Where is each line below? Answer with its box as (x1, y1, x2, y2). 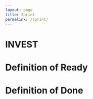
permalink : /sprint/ (5, 17, 49, 22)
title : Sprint (5, 12, 35, 17)
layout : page (5, 7, 33, 13)
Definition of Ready (5, 62, 88, 73)
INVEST (5, 38, 38, 50)
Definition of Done (5, 84, 83, 96)
